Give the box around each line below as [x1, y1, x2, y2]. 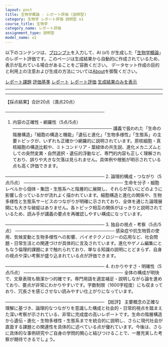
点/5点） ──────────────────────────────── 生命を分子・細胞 [5, 179, 159, 185]
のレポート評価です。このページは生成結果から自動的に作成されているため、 [5, 55, 162, 61]
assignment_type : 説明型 [5, 30, 55, 35]
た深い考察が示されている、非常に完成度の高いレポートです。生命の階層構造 [5, 311, 162, 317]
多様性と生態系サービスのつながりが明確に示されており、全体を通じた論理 [5, 198, 158, 204]
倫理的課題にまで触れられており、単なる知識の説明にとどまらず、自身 [18, 246, 162, 252]
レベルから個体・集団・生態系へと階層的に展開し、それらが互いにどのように [5, 186, 163, 192]
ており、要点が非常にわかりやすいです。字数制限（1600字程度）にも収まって [5, 282, 163, 288]
